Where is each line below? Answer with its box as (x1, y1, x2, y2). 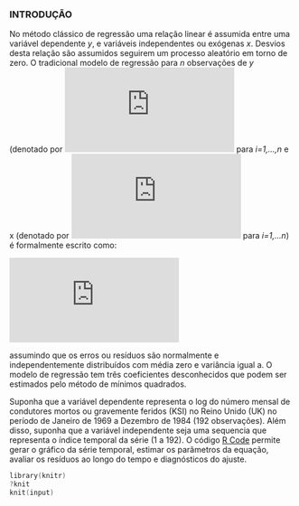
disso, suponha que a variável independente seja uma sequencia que (9, 425, 267, 436)
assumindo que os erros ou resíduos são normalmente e (9, 350, 220, 361)
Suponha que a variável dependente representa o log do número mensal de (9, 397, 291, 408)
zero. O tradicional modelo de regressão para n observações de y (9, 58, 255, 69)
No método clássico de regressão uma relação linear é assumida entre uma (9, 29, 291, 40)
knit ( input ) (9, 488, 54, 498)
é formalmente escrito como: (9, 239, 117, 251)
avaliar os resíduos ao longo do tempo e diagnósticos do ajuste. (9, 454, 248, 464)
